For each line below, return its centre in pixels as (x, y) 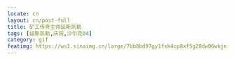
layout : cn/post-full (39, 20)
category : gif (28, 40)
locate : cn (23, 14)
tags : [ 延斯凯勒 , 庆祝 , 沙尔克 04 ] (50, 33)
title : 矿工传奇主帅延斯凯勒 (44, 27)
